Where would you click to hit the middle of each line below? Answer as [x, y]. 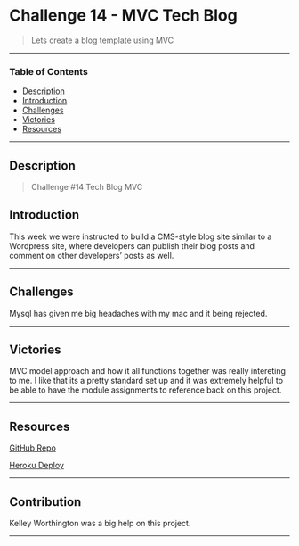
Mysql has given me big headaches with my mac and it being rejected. [138, 313]
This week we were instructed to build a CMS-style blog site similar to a [141, 236]
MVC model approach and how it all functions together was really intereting [148, 371]
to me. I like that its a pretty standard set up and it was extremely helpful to [146, 381]
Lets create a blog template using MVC [102, 40]
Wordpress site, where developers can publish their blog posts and [132, 245]
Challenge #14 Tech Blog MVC [87, 187]
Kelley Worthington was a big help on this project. [100, 524]
